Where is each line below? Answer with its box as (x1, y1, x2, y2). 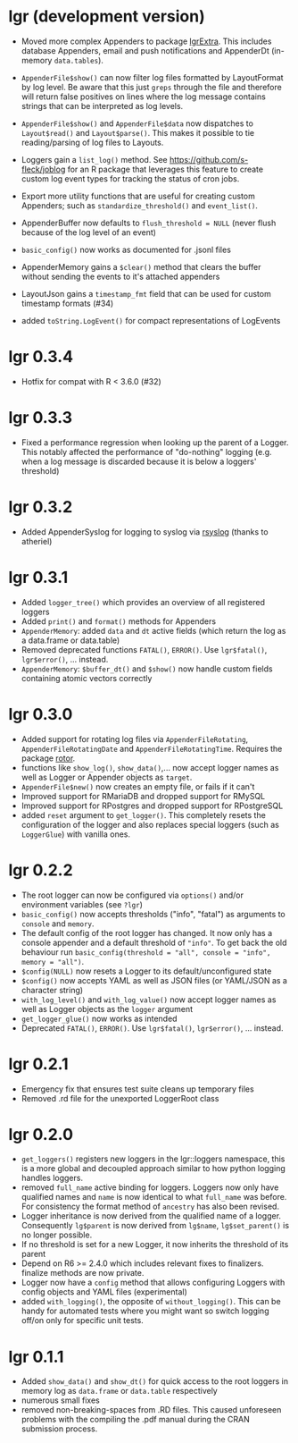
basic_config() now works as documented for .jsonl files (21, 244, 231, 255)
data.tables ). (54, 55, 104, 65)
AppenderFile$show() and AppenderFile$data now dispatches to (21, 118, 253, 129)
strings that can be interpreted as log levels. (21, 100, 184, 111)
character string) (21, 984, 84, 995)
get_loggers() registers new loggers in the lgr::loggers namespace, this (21, 1153, 286, 1164)
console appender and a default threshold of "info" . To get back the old (21, 937, 287, 948)
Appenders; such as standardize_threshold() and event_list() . (21, 199, 258, 211)
